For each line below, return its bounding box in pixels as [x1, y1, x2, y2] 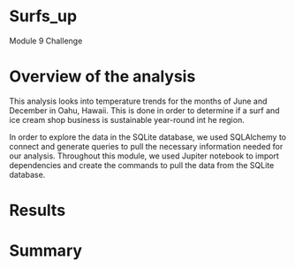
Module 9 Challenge [9, 35, 83, 46]
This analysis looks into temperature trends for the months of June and [9, 96, 268, 106]
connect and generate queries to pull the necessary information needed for [9, 141, 284, 151]
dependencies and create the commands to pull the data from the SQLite [9, 159, 275, 170]
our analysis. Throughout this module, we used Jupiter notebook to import [9, 150, 280, 161]
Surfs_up [9, 6, 78, 27]
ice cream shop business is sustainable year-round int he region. [9, 114, 245, 125]
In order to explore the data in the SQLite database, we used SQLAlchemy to [9, 131, 287, 142]
